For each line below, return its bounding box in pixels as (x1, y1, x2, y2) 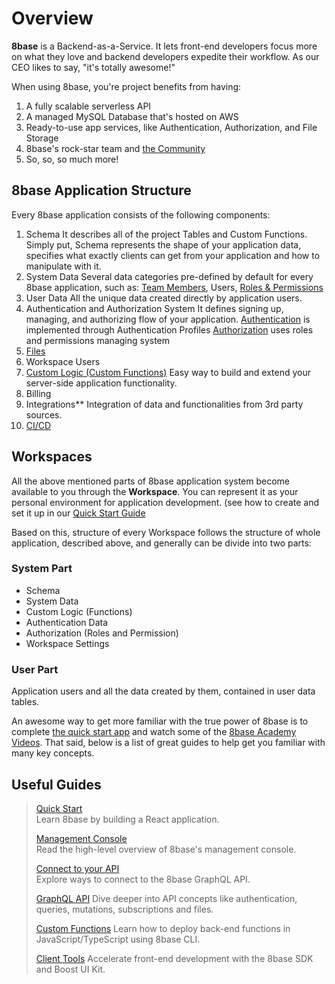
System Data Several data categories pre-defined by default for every (25, 270, 314, 282)
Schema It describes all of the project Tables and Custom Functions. (25, 228, 308, 240)
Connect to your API (35, 862, 120, 874)
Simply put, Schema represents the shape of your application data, (25, 238, 302, 251)
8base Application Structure (11, 182, 192, 199)
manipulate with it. (25, 260, 102, 272)
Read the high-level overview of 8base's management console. (35, 843, 297, 855)
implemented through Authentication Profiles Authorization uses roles (25, 323, 314, 336)
